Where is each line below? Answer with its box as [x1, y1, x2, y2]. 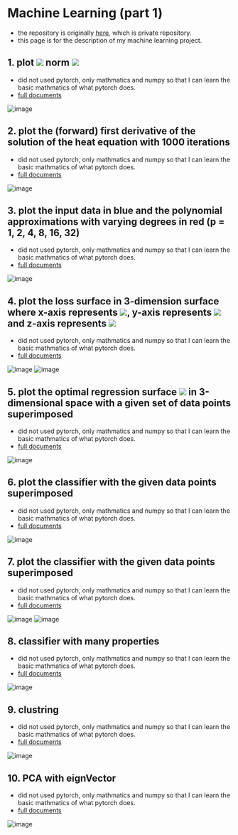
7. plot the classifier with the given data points [7, 556, 215, 568]
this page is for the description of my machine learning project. [17, 36, 202, 44]
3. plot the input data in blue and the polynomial [7, 204, 222, 216]
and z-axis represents [7, 317, 107, 329]
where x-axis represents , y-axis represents [7, 306, 212, 318]
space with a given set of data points [65, 397, 232, 409]
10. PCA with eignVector [7, 772, 117, 784]
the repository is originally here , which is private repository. [17, 28, 192, 37]
